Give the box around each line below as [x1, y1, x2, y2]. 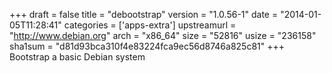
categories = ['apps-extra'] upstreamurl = [63, 19, 237, 31]
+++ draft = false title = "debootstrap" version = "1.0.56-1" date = [9, 9, 279, 20]
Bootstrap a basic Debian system [9, 51, 146, 63]
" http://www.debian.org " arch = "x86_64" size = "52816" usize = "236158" [9, 30, 317, 41]
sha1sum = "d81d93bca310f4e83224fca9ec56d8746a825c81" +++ [9, 40, 285, 52]
